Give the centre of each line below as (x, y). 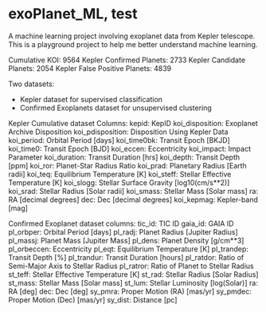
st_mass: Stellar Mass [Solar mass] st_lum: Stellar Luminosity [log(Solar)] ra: (133, 282)
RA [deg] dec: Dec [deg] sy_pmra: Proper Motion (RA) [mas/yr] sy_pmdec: (130, 291)
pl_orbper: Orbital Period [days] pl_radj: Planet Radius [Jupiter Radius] (123, 231)
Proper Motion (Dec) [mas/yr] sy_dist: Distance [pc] (93, 299)
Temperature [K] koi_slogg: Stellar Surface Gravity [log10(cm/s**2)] (119, 182)
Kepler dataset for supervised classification (91, 99)
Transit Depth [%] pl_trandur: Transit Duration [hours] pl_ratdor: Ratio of (126, 257)
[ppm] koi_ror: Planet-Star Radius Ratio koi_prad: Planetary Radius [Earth (127, 165)
